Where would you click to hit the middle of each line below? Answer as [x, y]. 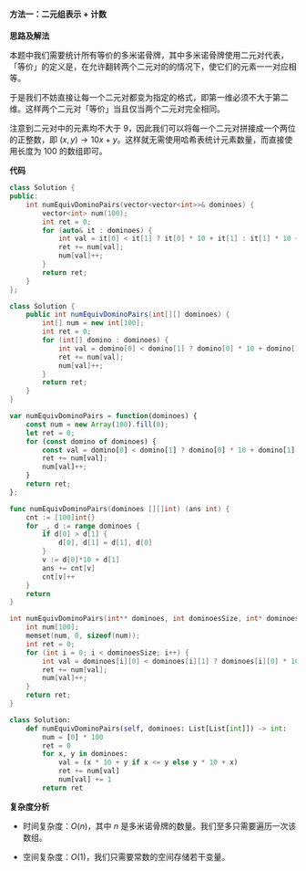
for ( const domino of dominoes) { [91, 441]
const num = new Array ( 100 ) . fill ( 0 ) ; [97, 425]
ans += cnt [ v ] [69, 568]
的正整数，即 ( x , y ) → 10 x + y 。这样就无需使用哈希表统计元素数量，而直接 [147, 140]
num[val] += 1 [85, 780]
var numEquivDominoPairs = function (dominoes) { [103, 416]
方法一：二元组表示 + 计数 [58, 14]
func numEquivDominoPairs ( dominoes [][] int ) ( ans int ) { [120, 509]
